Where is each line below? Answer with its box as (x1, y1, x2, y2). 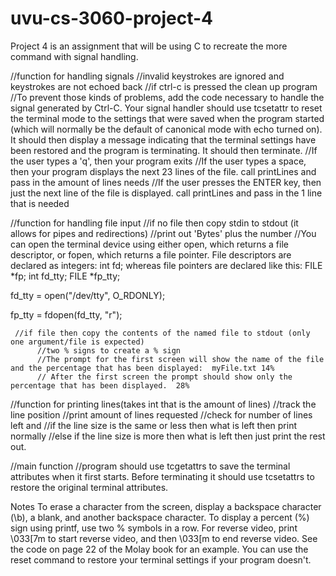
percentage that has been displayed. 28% (10, 380, 190, 391)
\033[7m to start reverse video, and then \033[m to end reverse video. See (10, 532, 318, 544)
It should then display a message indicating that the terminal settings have (10, 133, 317, 146)
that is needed (10, 197, 70, 209)
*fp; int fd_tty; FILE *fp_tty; (10, 270, 121, 282)
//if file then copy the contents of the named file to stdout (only (14, 328, 311, 338)
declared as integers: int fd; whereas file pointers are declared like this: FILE (10, 259, 323, 271)
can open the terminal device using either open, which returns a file (10, 238, 289, 250)
